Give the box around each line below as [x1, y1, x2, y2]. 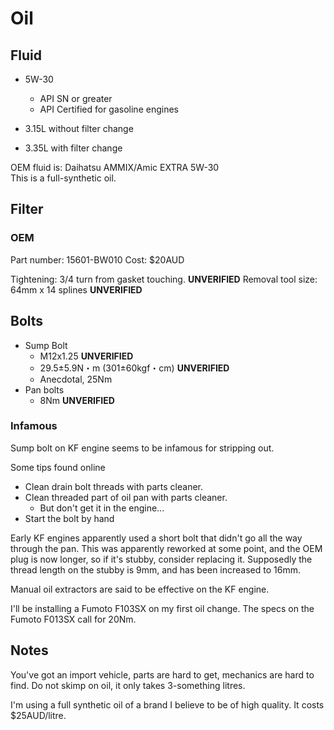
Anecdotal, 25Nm [39, 373, 113, 385]
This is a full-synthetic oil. [10, 172, 117, 184]
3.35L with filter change [24, 142, 123, 154]
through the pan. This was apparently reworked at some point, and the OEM [10, 542, 323, 554]
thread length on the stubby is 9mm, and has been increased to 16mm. [10, 563, 302, 576]
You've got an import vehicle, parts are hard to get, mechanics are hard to [10, 668, 315, 681]
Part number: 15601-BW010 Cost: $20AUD [10, 253, 185, 266]
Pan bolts [24, 383, 65, 396]
